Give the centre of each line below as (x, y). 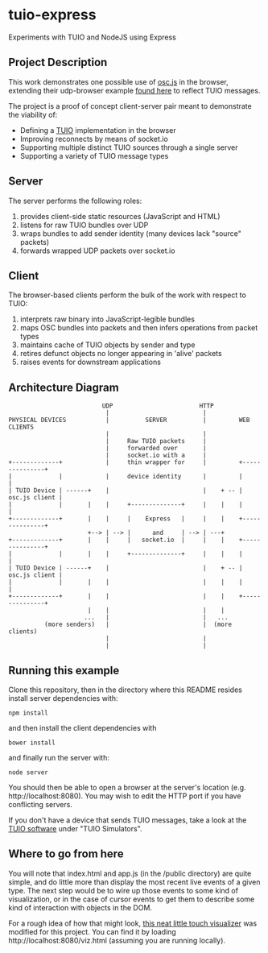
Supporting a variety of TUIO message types (94, 155)
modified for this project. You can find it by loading (93, 931)
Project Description (58, 62)
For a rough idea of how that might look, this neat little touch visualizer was (133, 923)
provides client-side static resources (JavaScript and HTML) (120, 216)
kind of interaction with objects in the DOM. (80, 907)
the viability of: (33, 114)
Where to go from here (66, 854)
